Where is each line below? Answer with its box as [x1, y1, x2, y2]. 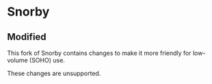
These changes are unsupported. [7, 69, 101, 77]
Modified [7, 31, 47, 43]
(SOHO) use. [29, 56, 65, 64]
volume [7, 56, 29, 64]
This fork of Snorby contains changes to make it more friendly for [7, 49, 191, 57]
